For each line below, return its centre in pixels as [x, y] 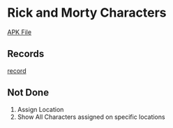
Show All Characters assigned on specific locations [91, 117]
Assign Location [40, 109]
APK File [20, 32]
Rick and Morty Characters [87, 13]
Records [26, 54]
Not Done [28, 93]
